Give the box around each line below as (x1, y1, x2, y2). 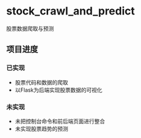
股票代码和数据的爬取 (14, 78, 68, 86)
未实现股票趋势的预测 (14, 125, 68, 132)
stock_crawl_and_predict (6, 4, 135, 18)
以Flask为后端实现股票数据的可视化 (14, 86, 102, 93)
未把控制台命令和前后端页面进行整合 (14, 118, 105, 125)
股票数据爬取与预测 (6, 25, 54, 32)
